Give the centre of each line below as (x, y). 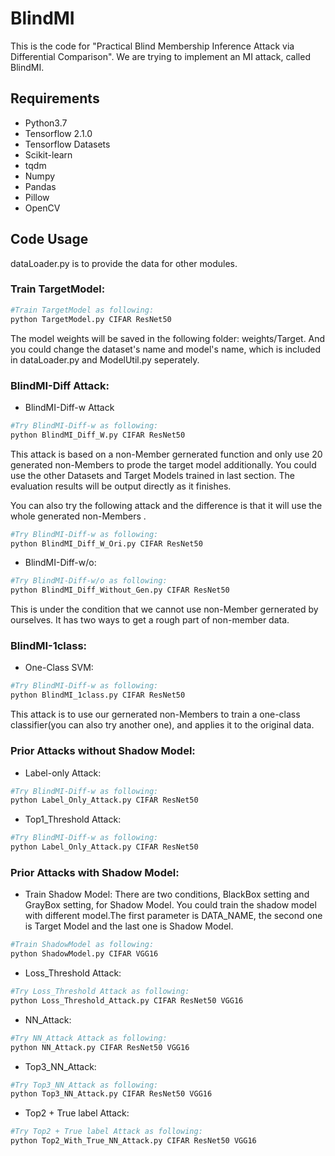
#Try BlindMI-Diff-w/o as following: (89, 581)
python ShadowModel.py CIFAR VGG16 (84, 954)
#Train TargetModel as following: (82, 310)
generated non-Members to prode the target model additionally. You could (163, 464)
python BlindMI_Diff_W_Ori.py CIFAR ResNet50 (106, 543)
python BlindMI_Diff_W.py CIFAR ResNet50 (98, 435)
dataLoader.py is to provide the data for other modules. (124, 263)
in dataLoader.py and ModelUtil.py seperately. (105, 359)
